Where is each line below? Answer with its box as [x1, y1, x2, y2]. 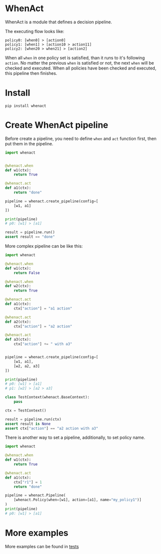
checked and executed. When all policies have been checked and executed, [5, 65, 157, 71]
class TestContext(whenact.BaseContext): [5, 395, 90, 400]
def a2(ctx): [5, 319, 31, 324]
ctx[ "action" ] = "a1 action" [14, 306, 73, 311]
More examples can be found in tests [5, 543, 79, 549]
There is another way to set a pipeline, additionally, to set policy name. [5, 434, 146, 440]
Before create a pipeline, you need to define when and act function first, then [5, 136, 157, 141]
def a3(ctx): [5, 337, 31, 342]
